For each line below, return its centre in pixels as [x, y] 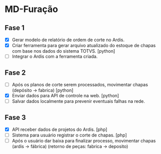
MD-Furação [31, 9]
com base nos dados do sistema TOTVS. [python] [63, 51]
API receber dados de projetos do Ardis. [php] [59, 129]
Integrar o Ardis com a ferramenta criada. [55, 57]
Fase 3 [15, 117]
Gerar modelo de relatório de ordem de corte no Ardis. [68, 40]
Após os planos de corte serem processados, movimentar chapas [80, 85]
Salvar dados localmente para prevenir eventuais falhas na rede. [78, 101]
